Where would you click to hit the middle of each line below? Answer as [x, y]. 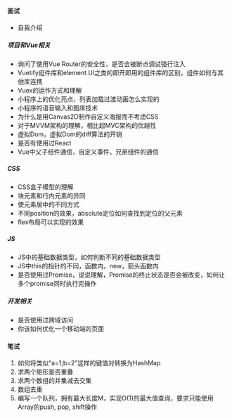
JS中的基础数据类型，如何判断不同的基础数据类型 [89, 257]
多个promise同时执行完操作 [57, 284]
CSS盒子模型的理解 [45, 187]
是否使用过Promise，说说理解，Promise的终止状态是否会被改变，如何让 [121, 275]
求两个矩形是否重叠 [45, 372]
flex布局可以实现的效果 [51, 222]
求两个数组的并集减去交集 [54, 381]
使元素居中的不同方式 [48, 204]
